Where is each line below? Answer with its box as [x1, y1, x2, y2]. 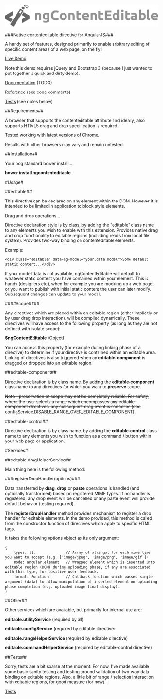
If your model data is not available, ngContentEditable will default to [5, 271, 140, 276]
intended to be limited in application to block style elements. [5, 203, 125, 209]
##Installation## [5, 151, 38, 157]
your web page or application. [5, 438, 65, 444]
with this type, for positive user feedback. [5, 570, 98, 574]
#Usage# [5, 179, 24, 185]
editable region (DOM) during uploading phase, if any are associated [5, 565, 151, 570]
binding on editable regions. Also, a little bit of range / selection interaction [5, 674, 154, 680]
